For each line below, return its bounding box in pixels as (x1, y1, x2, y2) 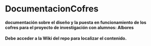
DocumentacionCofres (5, 3, 99, 14)
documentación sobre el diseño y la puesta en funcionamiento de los (5, 19, 147, 25)
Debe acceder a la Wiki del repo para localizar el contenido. (5, 35, 127, 41)
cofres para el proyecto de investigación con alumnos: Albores (5, 24, 134, 30)
